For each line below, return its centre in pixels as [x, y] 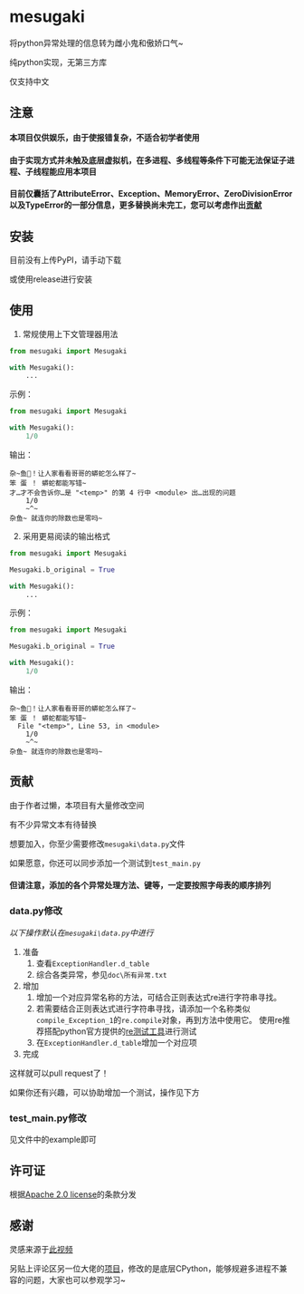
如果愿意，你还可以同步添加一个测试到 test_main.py [105, 863]
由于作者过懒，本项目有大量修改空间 [77, 805]
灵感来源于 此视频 [41, 1249]
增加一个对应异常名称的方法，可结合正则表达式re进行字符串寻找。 [159, 997]
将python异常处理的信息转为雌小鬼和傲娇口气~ [96, 43]
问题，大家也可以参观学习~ [76, 1280]
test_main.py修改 [48, 1118]
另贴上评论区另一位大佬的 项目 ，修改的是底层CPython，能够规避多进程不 [144, 1268]
